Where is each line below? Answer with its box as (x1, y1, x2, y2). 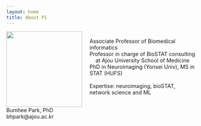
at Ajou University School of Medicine (95, 57, 189, 64)
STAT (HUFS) (90, 69, 123, 77)
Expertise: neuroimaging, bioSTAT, (90, 82, 176, 89)
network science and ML (90, 89, 151, 96)
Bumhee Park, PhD (6, 106, 53, 113)
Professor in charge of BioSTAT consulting (90, 50, 196, 57)
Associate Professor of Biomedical (90, 37, 176, 45)
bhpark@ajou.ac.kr (6, 113, 54, 120)
